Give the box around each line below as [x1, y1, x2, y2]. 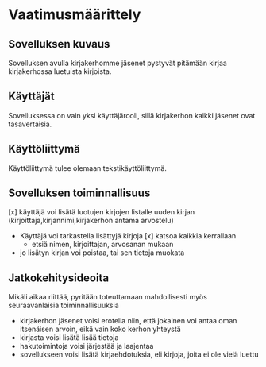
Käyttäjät [8, 90, 55, 103]
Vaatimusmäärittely [8, 6, 141, 24]
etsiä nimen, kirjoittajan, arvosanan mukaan [31, 240, 174, 249]
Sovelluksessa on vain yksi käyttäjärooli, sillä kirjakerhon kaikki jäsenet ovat [8, 110, 256, 120]
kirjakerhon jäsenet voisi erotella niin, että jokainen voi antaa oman [19, 316, 237, 326]
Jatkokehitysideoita [8, 271, 110, 284]
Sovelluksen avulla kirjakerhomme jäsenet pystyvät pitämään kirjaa [8, 58, 228, 68]
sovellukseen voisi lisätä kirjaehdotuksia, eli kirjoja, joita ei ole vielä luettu [19, 350, 260, 359]
